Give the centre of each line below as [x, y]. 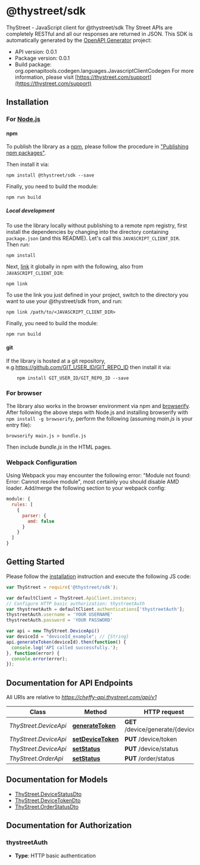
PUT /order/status [150, 759]
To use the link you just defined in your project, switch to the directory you [97, 295]
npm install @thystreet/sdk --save [50, 175]
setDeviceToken [96, 739]
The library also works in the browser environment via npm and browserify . [98, 406]
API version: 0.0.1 [36, 51]
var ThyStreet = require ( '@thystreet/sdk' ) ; [62, 587]
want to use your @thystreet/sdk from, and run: [65, 301]
